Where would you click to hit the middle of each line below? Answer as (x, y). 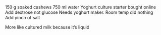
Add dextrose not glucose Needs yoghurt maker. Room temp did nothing (79, 12)
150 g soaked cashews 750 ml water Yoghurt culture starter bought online (80, 7)
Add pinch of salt (23, 17)
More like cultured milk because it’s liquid (47, 27)
